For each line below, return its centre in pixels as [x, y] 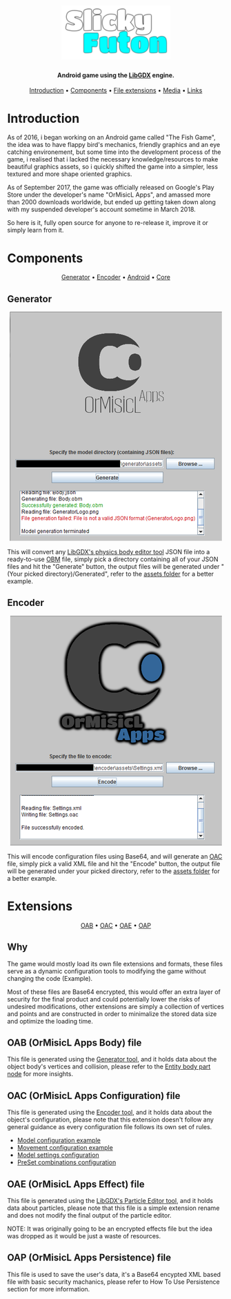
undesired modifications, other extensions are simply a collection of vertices [115, 1006]
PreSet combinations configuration [67, 1162]
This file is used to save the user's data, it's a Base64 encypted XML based [114, 1274]
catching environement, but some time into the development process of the [114, 152]
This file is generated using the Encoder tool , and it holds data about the [110, 1113]
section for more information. [49, 1289]
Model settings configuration [58, 1155]
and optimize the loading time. [50, 1021]
